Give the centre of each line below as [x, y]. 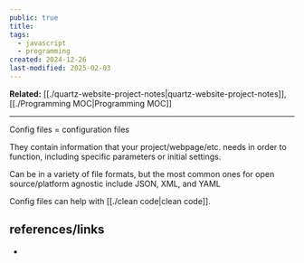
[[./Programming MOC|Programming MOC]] [90, 103]
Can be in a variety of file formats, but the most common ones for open [142, 174]
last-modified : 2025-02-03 [60, 69]
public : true [34, 18]
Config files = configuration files [69, 129]
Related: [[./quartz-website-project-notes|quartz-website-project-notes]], [148, 94]
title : [22, 26]
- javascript [42, 43]
